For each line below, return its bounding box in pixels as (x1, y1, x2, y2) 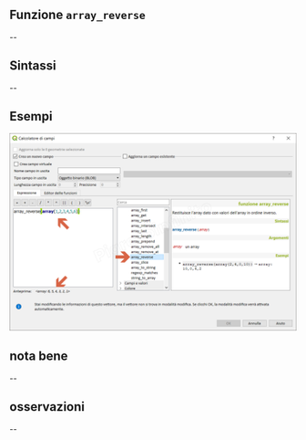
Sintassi (9, 58, 56, 74)
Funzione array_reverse (9, 7, 146, 23)
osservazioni (9, 399, 85, 414)
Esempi (9, 109, 53, 124)
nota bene (9, 349, 68, 364)
